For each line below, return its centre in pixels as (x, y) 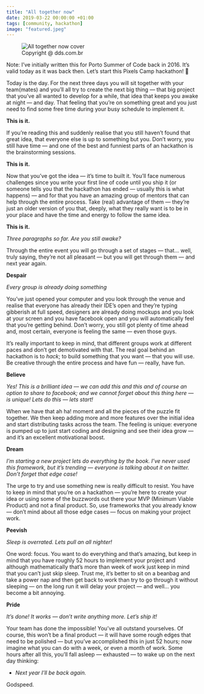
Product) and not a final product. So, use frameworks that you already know (101, 506)
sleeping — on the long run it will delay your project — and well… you (93, 586)
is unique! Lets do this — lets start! (50, 400)
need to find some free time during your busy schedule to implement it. (96, 109)
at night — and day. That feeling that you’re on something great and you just (102, 103)
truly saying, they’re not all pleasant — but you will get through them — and (101, 257)
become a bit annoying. (36, 593)
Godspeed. (20, 685)
